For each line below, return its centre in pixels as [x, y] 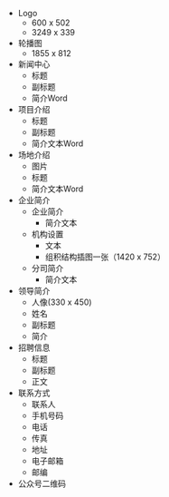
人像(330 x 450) [61, 302]
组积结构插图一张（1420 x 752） [105, 257]
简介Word [49, 98]
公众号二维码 [42, 483]
